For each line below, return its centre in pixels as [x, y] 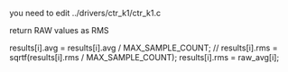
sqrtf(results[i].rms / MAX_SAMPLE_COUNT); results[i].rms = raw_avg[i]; [144, 57]
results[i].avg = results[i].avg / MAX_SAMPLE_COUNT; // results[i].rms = [144, 48]
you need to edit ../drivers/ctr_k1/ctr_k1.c [85, 13]
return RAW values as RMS [60, 30]
